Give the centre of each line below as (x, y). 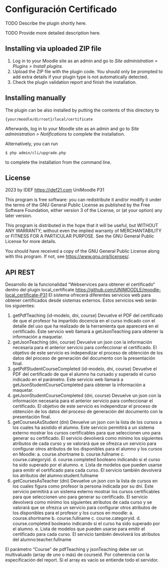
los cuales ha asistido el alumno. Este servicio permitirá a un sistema (83, 427)
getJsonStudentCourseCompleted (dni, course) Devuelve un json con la (87, 396)
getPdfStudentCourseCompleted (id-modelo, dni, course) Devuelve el (85, 369)
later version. (19, 216)
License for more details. (31, 242)
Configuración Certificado (61, 9)
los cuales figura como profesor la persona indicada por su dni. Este (83, 486)
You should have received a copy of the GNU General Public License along (82, 251)
